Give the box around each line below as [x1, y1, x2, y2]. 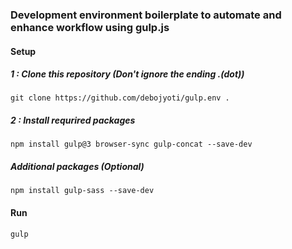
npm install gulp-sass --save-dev [10, 186, 155, 196]
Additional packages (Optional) [10, 161, 145, 173]
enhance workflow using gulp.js [10, 20, 170, 34]
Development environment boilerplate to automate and [10, 8, 282, 22]
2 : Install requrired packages [10, 114, 136, 127]
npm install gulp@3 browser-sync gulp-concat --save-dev [10, 139, 253, 150]
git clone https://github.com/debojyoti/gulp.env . [10, 93, 230, 103]
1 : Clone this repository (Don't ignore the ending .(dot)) [10, 68, 245, 80]
